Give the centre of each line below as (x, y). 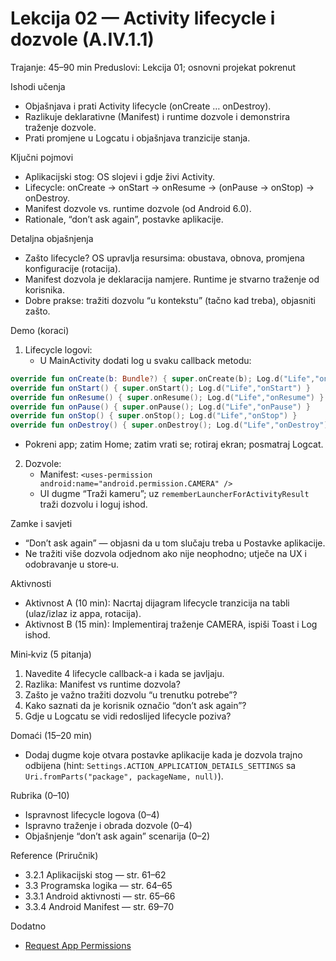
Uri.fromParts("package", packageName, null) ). (124, 776)
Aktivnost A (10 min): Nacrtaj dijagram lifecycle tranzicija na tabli (157, 603)
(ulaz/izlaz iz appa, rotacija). (83, 614)
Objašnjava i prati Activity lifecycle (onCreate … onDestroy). (148, 106)
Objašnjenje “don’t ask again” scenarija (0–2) (117, 836)
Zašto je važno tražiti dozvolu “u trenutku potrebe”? (131, 695)
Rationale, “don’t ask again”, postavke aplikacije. (124, 219)
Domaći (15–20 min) (51, 736)
